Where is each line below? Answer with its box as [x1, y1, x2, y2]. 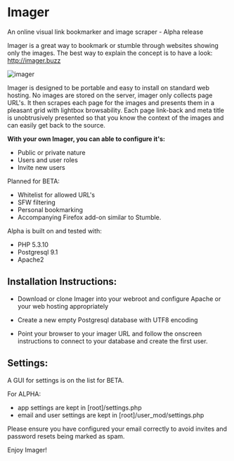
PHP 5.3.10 [17, 240, 49, 249]
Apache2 [17, 255, 44, 264]
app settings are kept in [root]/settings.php [17, 403, 142, 412]
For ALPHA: [7, 389, 41, 398]
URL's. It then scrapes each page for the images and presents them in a [7, 98, 215, 106]
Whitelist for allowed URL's [17, 190, 96, 199]
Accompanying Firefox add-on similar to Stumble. [17, 213, 162, 221]
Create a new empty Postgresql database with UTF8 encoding [17, 315, 198, 324]
